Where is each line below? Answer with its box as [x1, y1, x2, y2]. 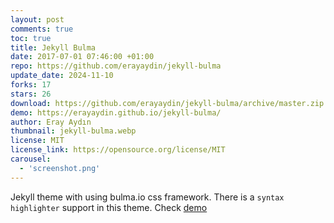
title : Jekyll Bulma [10, 42, 97, 53]
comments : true [10, 24, 74, 34]
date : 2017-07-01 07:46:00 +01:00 [10, 52, 155, 62]
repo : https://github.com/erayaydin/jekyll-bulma [10, 61, 222, 71]
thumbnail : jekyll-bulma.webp [10, 126, 137, 136]
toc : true [10, 33, 52, 43]
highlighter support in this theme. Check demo [10, 201, 208, 213]
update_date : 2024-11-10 [10, 71, 114, 81]
